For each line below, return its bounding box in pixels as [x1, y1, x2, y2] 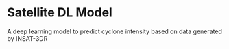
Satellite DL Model [7, 5, 113, 20]
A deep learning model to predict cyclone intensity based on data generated [7, 27, 223, 35]
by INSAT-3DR [7, 34, 48, 42]
